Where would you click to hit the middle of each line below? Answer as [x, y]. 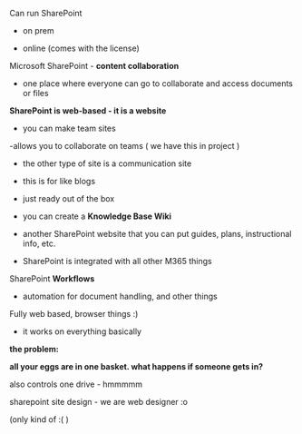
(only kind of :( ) [39, 419]
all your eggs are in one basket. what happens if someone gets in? [136, 366]
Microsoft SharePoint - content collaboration [94, 66]
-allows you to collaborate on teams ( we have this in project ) [125, 146]
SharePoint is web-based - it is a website [88, 111]
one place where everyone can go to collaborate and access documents [157, 84]
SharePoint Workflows [52, 279]
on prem [38, 30]
